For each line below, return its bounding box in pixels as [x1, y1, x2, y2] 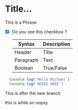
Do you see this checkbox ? [12, 29, 67, 34]
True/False [43, 64, 67, 71]
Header [14, 49, 32, 55]
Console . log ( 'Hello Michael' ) [9, 77, 70, 82]
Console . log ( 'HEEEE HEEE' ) [9, 81, 64, 86]
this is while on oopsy [5, 99, 48, 105]
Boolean [14, 64, 34, 71]
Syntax [18, 41, 35, 47]
